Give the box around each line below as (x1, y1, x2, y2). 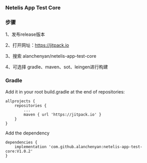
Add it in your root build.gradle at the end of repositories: (5, 88, 125, 95)
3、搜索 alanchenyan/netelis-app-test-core (5, 53, 96, 59)
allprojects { (5, 99, 36, 104)
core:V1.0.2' (5, 149, 33, 154)
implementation (14, 144, 47, 149)
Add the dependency (5, 130, 50, 136)
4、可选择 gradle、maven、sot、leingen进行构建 (5, 64, 108, 70)
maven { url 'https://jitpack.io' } (23, 112, 102, 117)
